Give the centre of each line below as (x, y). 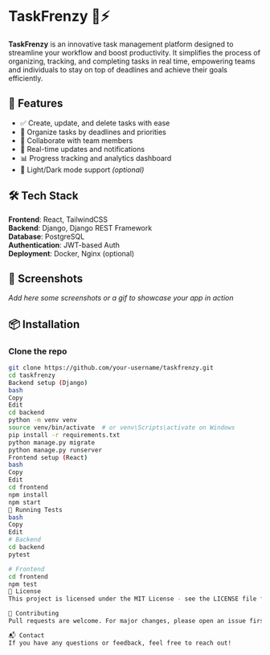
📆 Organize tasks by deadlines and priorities (93, 132)
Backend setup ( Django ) (48, 383)
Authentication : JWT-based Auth (64, 245)
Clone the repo (38, 351)
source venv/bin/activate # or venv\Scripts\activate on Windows (122, 428)
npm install (28, 495)
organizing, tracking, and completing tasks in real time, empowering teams (132, 61)
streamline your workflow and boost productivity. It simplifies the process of (135, 52)
